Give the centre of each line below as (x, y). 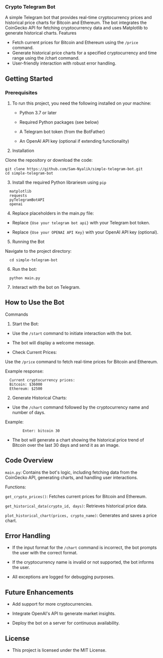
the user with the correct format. (45, 553)
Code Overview (29, 461)
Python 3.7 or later (38, 112)
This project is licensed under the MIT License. (59, 650)
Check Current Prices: (34, 352)
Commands (17, 314)
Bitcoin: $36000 (26, 384)
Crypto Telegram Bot (30, 7)
